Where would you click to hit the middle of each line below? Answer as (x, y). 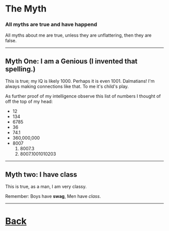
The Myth (26, 9)
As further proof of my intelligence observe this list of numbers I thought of (83, 96)
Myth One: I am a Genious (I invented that (71, 61)
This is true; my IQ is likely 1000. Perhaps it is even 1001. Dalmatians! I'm (80, 81)
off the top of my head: (29, 101)
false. (11, 41)
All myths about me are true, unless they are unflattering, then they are (78, 35)
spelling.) (20, 69)
